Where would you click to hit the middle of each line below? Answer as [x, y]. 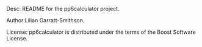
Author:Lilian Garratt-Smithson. [45, 20]
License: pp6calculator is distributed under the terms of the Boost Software [101, 32]
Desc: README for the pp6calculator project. [63, 9]
